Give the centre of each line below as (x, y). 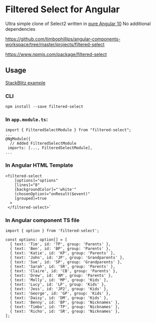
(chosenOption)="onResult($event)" (52, 194)
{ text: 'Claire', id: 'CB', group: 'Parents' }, (64, 271)
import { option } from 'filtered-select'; (52, 231)
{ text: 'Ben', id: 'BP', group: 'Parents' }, (60, 249)
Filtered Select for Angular (63, 9)
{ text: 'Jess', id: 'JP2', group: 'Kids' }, (59, 289)
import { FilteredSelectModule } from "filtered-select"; (68, 130)
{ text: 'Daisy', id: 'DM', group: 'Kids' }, (59, 298)
